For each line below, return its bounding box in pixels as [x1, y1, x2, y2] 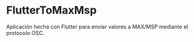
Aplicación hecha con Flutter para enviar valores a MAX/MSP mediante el [6, 23, 189, 30]
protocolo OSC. [6, 29, 45, 36]
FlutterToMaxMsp [6, 4, 97, 17]
